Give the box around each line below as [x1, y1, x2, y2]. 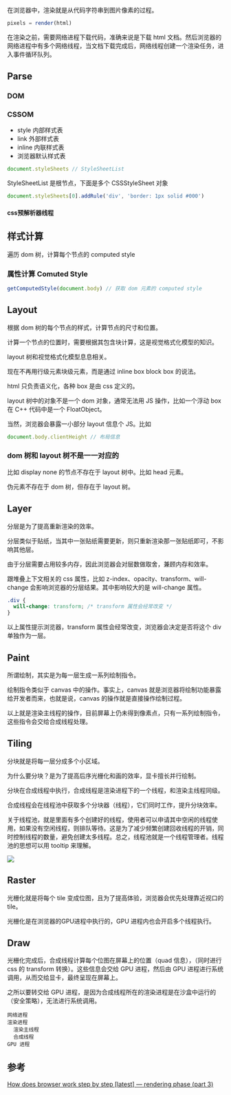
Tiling [7, 738, 32, 750]
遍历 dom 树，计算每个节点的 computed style [7, 250, 135, 258]
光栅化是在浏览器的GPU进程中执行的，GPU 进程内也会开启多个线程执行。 [7, 917, 215, 925]
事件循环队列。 [12, 50, 56, 59]
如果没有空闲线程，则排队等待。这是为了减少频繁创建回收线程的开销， [19, 824, 218, 832]
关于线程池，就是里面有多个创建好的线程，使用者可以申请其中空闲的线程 [7, 815, 212, 824]
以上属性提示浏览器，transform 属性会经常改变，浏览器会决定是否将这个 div [7, 623, 221, 631]
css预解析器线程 [7, 209, 54, 217]
